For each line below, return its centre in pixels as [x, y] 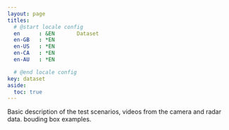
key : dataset [26, 79]
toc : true [28, 92]
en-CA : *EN [34, 53]
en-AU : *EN [34, 60]
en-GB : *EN [34, 40]
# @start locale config [48, 27]
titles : [19, 20]
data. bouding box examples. [49, 119]
